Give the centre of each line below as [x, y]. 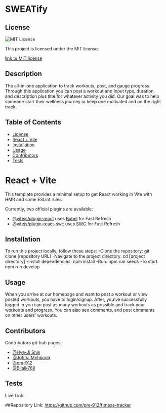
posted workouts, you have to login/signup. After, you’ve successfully [76, 299]
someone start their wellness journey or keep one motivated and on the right [83, 101]
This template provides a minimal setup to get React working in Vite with [79, 194]
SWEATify [26, 9]
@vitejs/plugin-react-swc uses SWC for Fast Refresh [66, 224]
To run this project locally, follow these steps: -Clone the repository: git [77, 251]
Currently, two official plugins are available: [49, 209]
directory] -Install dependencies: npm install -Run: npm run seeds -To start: [82, 262]
